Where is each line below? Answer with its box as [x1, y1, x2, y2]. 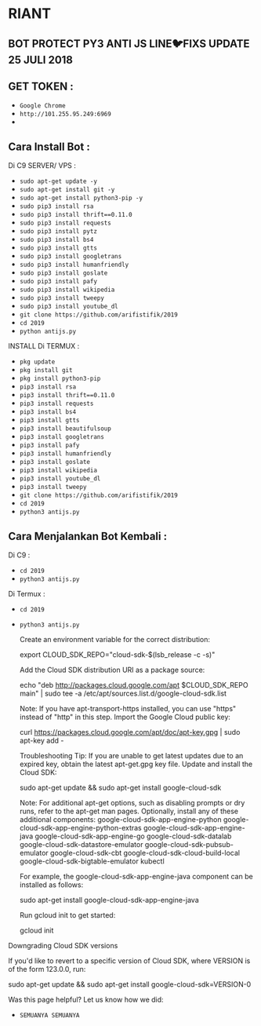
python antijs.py [19, 327, 77, 336]
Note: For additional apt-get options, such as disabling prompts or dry [19, 798, 245, 808]
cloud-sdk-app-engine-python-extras [19, 823, 143, 833]
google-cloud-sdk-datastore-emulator [19, 840, 143, 849]
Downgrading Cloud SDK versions [8, 941, 118, 951]
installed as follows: [19, 880, 84, 889]
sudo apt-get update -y [19, 177, 98, 185]
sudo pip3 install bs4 [19, 236, 94, 244]
